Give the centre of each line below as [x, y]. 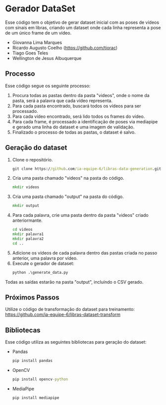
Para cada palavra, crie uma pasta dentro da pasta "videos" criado [80, 215]
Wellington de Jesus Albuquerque [47, 58]
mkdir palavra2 [28, 239]
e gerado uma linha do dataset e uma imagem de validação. [73, 127]
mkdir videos [26, 187]
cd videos [23, 230]
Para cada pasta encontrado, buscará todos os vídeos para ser [77, 106]
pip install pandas [32, 361]
